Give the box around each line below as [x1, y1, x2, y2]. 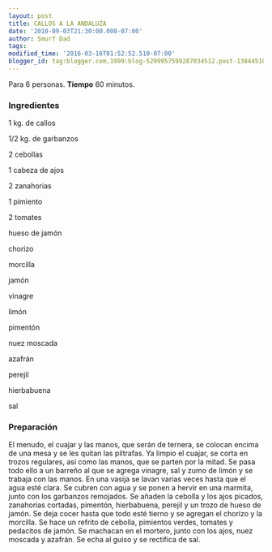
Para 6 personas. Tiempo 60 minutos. [8, 79, 135, 89]
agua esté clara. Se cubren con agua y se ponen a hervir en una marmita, [8, 483, 253, 493]
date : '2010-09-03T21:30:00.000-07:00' [8, 27, 143, 35]
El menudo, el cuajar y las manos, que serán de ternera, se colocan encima [8, 440, 259, 450]
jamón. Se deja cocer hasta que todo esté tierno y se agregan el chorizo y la [8, 509, 263, 519]
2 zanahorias [8, 181, 52, 191]
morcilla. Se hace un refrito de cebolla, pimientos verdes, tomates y [8, 517, 233, 528]
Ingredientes [8, 99, 60, 110]
